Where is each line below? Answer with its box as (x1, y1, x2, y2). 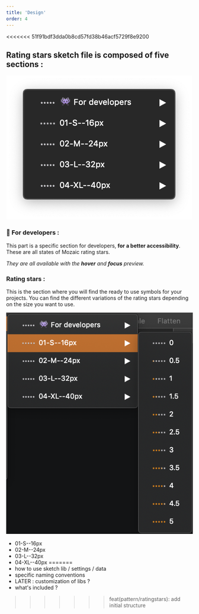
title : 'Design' (6, 9, 46, 15)
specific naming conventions (14, 571, 85, 578)
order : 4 (6, 15, 28, 22)
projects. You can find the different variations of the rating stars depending (6, 294, 189, 301)
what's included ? (14, 584, 58, 591)
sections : (6, 59, 43, 69)
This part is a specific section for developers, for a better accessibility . (6, 242, 181, 249)
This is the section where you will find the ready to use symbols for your (6, 288, 182, 295)
